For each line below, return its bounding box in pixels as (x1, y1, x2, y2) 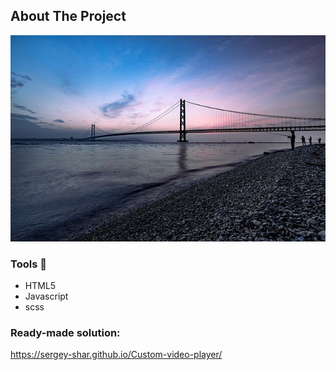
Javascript (24, 290, 69, 303)
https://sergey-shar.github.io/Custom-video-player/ (10, 349, 223, 361)
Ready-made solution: (10, 325, 121, 339)
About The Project (10, 8, 127, 25)
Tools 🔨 (10, 257, 47, 271)
